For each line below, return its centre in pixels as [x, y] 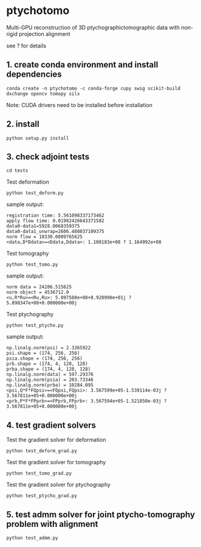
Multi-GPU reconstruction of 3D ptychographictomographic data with [93, 27]
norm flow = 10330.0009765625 [45, 237]
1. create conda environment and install [82, 65]
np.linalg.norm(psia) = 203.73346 [50, 380]
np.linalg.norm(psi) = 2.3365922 [49, 348]
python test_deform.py [35, 193]
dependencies [34, 75]
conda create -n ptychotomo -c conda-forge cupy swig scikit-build [94, 88]
